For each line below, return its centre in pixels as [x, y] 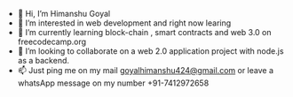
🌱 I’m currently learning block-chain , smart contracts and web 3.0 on [144, 32]
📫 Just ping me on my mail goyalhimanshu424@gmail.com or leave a [145, 70]
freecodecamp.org [52, 41]
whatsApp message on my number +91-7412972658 [113, 83]
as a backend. [43, 60]
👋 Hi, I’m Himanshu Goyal [64, 14]
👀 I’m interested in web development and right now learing [124, 23]
